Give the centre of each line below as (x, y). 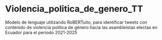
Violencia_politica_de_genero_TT (74, 9)
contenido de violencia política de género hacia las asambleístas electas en (81, 27)
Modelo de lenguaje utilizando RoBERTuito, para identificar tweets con (76, 22)
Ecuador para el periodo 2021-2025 (41, 32)
